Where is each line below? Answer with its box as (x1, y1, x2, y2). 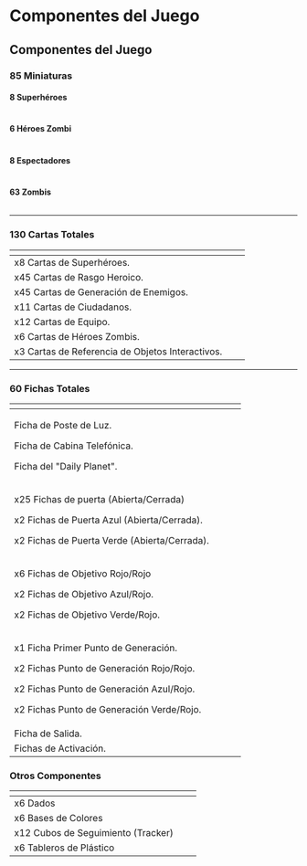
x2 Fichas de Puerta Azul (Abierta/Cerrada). (14, 513, 204, 526)
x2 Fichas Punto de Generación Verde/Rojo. (14, 702, 202, 715)
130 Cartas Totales (9, 228, 95, 241)
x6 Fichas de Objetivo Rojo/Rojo (14, 567, 152, 580)
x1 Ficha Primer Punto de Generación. (14, 641, 178, 654)
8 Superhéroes (9, 92, 68, 103)
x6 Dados (14, 797, 56, 809)
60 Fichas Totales (9, 382, 90, 395)
